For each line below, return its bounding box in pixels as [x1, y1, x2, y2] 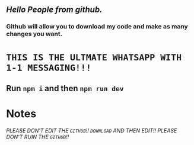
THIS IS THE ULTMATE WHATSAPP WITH [6, 51, 182, 63]
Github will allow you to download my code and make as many [6, 22, 188, 31]
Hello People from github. [6, 5, 103, 15]
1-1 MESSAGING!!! [6, 62, 92, 73]
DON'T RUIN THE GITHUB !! [6, 133, 69, 140]
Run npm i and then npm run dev [6, 83, 124, 94]
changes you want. [6, 30, 63, 38]
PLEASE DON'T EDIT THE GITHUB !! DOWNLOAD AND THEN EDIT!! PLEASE [6, 127, 177, 134]
